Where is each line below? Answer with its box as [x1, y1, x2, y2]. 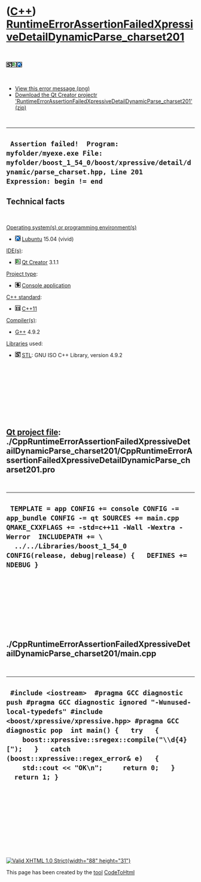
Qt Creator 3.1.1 [22, 259, 59, 266]
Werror [6, 533, 31, 541]
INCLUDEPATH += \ [38, 533, 103, 541]
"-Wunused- [150, 697, 191, 706]
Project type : [6, 270, 38, 277]
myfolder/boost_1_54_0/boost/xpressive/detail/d [6, 158, 191, 167]
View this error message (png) [14, 84, 90, 92]
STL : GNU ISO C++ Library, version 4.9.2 [22, 352, 123, 359]
